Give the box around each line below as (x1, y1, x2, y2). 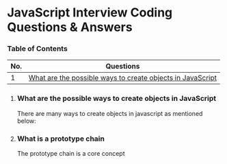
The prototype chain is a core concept (16, 150, 125, 158)
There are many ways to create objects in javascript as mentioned (16, 109, 203, 117)
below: (16, 117, 36, 125)
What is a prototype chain (16, 134, 105, 143)
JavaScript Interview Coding (7, 5, 173, 21)
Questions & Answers (7, 19, 133, 35)
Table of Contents (7, 44, 68, 54)
